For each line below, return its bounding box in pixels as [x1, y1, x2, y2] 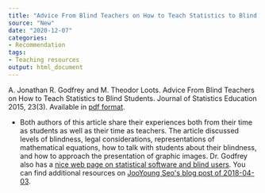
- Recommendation [8, 41, 66, 49]
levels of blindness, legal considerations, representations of [19, 134, 215, 144]
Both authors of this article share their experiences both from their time [19, 117, 252, 127]
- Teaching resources [8, 56, 80, 64]
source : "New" [8, 19, 56, 27]
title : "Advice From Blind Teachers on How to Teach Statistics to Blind [8, 11, 258, 20]
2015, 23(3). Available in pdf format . [8, 102, 125, 111]
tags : [8, 48, 26, 56]
